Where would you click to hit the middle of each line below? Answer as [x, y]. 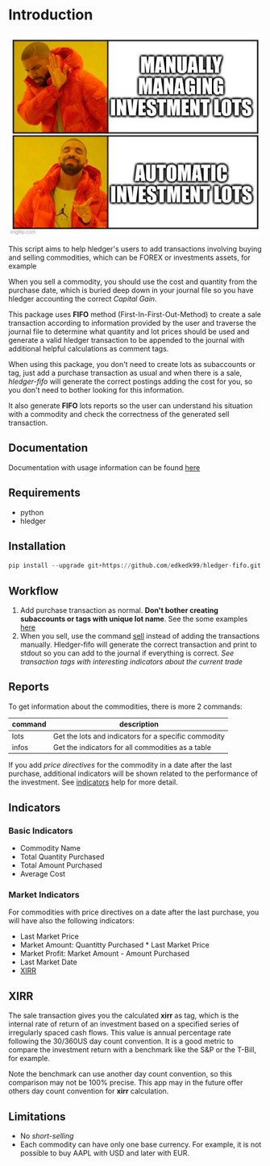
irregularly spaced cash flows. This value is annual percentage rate [120, 1033]
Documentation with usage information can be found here [104, 467]
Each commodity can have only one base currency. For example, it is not [141, 1144]
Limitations [37, 1116]
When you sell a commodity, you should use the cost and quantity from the [133, 281]
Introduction [51, 15]
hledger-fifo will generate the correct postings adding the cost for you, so [131, 381]
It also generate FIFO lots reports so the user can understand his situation [131, 406]
